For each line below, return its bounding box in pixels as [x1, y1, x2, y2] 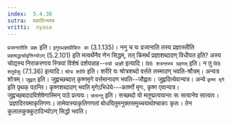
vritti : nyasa [7, 23, 53, 31]
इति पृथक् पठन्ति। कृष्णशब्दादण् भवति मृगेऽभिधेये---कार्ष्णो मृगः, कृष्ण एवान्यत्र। [7, 83, 180, 92]
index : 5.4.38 [7, 10, 53, 18]
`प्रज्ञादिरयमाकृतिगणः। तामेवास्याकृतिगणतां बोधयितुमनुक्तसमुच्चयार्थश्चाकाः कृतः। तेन [7, 99, 192, 107]
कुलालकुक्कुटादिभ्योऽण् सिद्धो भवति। [7, 107, 88, 116]
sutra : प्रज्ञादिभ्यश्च [7, 17, 55, 24]
